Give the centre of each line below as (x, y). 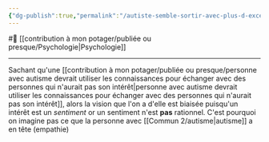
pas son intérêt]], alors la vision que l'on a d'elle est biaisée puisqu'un (123, 104)
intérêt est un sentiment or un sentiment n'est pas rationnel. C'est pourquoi (132, 112)
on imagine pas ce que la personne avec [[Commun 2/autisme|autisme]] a (131, 120)
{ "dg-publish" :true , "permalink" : (64, 16)
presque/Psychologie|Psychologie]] (67, 47)
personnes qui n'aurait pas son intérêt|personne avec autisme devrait (123, 87)
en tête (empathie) (39, 129)
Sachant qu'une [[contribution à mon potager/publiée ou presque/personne (133, 69)
